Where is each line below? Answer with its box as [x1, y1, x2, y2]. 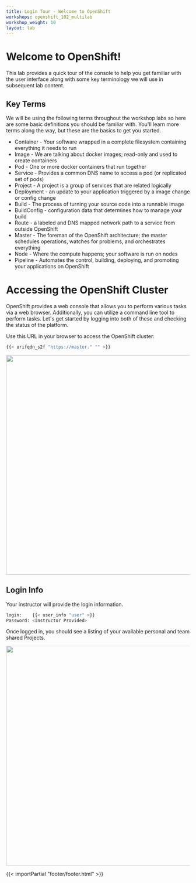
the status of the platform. [6, 321, 69, 328]
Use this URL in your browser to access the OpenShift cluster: [6, 332, 155, 340]
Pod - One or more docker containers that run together [14, 163, 147, 170]
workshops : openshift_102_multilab [6, 14, 93, 20]
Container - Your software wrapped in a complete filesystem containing [14, 138, 187, 145]
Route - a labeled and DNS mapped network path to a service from [14, 219, 176, 226]
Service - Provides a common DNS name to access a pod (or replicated [14, 169, 187, 176]
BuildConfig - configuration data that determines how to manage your [14, 207, 183, 214]
